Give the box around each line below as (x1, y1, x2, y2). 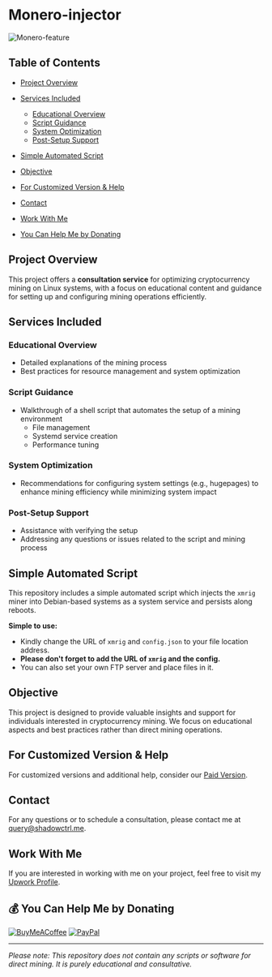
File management (32, 422, 91, 432)
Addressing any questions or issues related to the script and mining (19, 534, 245, 544)
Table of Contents (8, 56, 101, 70)
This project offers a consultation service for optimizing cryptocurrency (8, 274, 250, 284)
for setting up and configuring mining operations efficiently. (8, 291, 207, 301)
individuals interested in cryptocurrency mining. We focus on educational (8, 716, 253, 725)
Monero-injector (8, 6, 121, 24)
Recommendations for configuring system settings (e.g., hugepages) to (19, 478, 259, 488)
